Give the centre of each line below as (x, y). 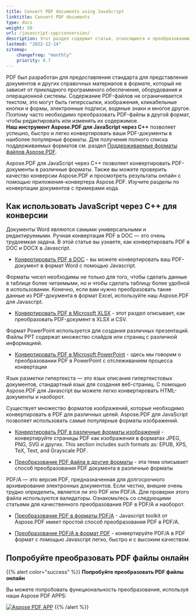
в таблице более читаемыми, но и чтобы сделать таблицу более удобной (98, 283)
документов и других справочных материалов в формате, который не (94, 83)
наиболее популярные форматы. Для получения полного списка (87, 139)
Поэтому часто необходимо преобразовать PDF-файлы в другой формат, (98, 114)
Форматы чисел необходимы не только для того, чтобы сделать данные (97, 277)
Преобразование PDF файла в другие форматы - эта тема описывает (101, 462)
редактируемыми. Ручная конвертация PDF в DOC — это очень (86, 236)
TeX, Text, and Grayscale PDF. (51, 450)
